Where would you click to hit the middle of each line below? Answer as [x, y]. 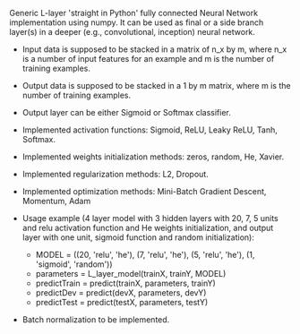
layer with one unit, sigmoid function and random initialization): [138, 237]
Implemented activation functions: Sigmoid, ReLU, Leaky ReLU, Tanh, [150, 130]
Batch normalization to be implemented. [96, 320]
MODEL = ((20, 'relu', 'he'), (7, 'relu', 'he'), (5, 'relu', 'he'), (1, [145, 255]
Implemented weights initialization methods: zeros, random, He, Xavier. [153, 157]
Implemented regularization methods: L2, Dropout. [115, 174]
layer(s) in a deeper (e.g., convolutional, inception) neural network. [132, 32]
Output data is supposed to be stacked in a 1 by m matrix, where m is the [156, 86]
